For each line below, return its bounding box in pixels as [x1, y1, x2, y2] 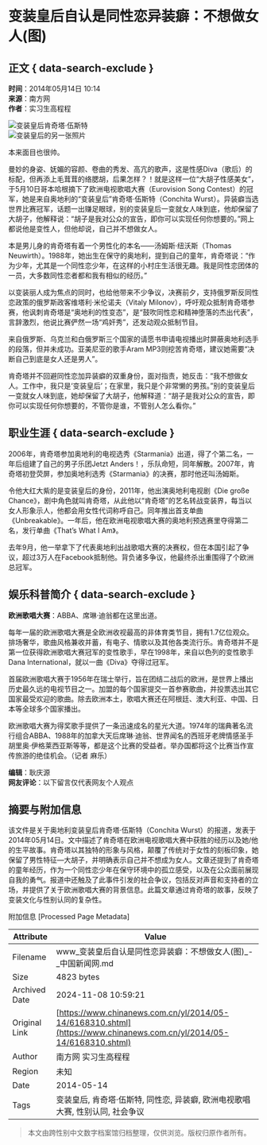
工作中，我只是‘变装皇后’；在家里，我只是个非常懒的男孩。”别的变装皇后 [21, 381, 256, 390]
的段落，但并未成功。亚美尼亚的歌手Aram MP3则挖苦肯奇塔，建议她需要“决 [8, 344, 255, 354]
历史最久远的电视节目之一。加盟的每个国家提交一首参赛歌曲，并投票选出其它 [8, 684, 259, 693]
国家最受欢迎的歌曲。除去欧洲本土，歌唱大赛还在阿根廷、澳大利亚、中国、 [8, 693, 252, 704]
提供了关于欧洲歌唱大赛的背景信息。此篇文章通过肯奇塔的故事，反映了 [29, 885, 259, 895]
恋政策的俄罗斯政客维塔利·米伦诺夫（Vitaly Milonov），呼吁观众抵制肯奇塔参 [8, 297, 255, 307]
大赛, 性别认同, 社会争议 [56, 1106, 145, 1117]
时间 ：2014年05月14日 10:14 [8, 84, 101, 93]
